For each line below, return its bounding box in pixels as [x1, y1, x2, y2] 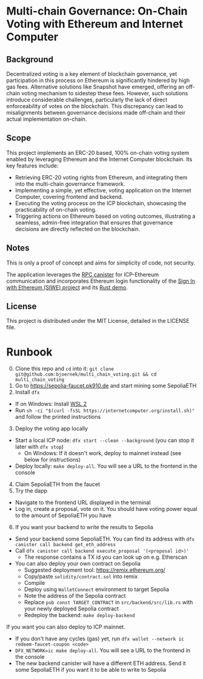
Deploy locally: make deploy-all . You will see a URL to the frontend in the [15, 462, 198, 470]
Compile [24, 579, 45, 587]
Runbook [6, 345, 53, 359]
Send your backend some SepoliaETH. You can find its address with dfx [15, 535, 195, 542]
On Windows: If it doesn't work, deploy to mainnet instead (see [24, 450, 182, 457]
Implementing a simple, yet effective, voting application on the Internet [15, 186, 191, 194]
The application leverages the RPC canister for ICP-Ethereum [6, 271, 159, 278]
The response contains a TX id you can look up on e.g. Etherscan [24, 553, 188, 561]
